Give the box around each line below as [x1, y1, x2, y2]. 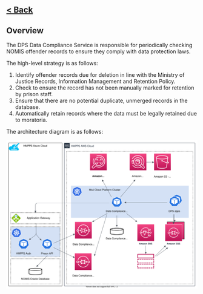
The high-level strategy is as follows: [6, 60, 98, 67]
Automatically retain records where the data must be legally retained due [15, 110, 197, 117]
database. [15, 103, 41, 111]
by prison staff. [15, 91, 53, 98]
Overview [6, 25, 44, 36]
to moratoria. [15, 116, 47, 123]
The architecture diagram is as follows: [6, 128, 104, 136]
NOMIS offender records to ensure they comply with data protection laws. [6, 48, 191, 55]
